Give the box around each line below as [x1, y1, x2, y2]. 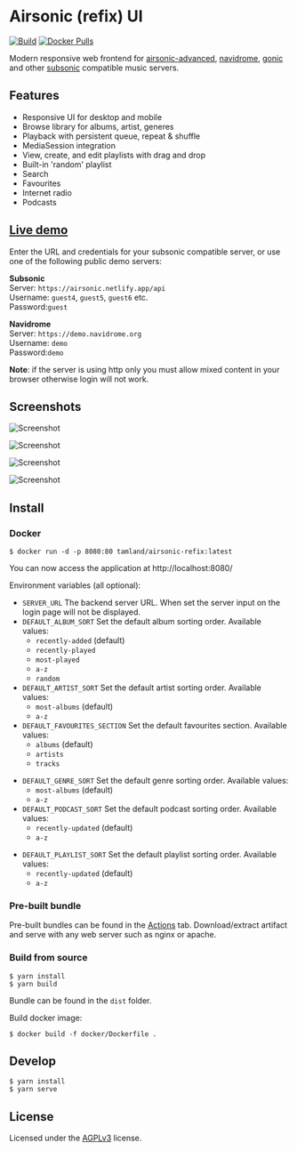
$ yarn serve [9, 1085, 58, 1094]
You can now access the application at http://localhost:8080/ [9, 563, 233, 574]
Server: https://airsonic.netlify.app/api [9, 282, 166, 293]
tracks [35, 760, 60, 769]
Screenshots [9, 398, 82, 415]
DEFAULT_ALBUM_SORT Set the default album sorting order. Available [21, 616, 262, 627]
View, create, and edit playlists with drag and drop [21, 149, 206, 160]
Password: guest [9, 301, 68, 312]
